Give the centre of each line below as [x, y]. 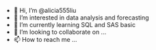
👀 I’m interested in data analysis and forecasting [81, 18]
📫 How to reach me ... [45, 40]
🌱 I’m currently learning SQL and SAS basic [74, 25]
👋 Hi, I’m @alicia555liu [45, 10]
